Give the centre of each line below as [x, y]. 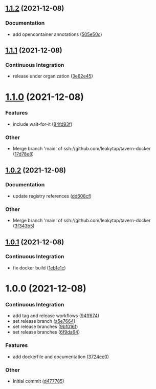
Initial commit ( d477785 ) [38, 381]
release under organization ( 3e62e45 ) [53, 76]
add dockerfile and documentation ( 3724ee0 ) [61, 357]
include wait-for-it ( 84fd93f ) [42, 124]
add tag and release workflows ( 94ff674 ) [56, 316]
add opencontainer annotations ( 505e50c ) [57, 34]
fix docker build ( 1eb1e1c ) [39, 268]
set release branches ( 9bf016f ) [45, 327]
